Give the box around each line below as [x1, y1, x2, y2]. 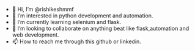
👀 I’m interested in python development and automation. [12, 12, 153, 19]
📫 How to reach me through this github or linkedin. [12, 38, 142, 45]
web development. [12, 31, 59, 38]
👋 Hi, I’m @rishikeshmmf [12, 6, 75, 13]
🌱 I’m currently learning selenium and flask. [12, 19, 122, 25]
